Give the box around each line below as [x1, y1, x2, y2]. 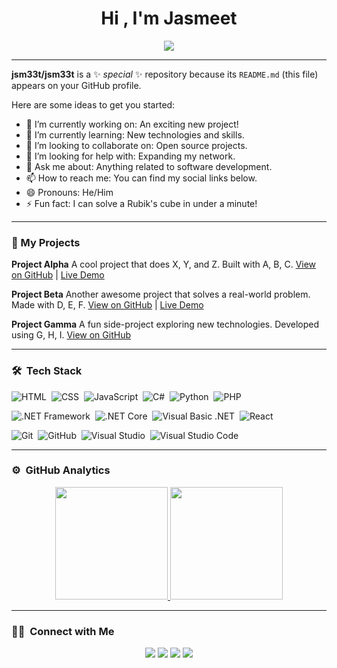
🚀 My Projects [11, 235, 81, 249]
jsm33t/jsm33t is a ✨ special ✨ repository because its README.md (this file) [11, 68, 319, 80]
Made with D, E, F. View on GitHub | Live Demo [11, 299, 204, 311]
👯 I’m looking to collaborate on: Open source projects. [25, 139, 248, 151]
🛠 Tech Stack [11, 364, 83, 378]
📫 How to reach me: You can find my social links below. [25, 172, 258, 184]
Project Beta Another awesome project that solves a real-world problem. [11, 288, 311, 301]
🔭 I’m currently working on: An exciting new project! [25, 118, 239, 130]
